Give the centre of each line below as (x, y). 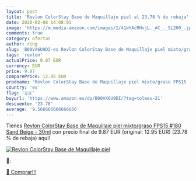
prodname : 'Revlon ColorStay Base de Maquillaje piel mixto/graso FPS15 (96, 82)
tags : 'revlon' (24, 55)
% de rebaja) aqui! (28, 138)
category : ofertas (28, 39)
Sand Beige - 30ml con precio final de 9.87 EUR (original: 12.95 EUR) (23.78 (97, 132)
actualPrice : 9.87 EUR (34, 60)
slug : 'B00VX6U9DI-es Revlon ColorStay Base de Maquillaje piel (86, 50)
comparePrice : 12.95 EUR (36, 76)
